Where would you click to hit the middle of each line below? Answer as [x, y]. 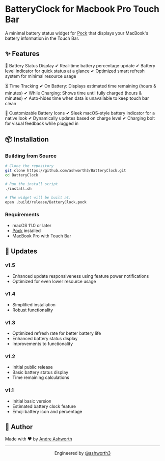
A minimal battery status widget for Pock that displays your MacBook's [77, 33]
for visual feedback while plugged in [42, 123]
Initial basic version [32, 401]
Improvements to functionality [42, 344]
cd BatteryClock [22, 175]
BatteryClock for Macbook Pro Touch [82, 9]
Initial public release [32, 367]
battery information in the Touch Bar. [42, 38]
